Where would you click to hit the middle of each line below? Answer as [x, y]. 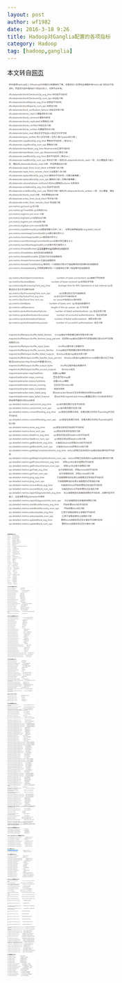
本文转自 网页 [25, 72]
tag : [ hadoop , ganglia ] [40, 51]
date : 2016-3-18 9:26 [38, 29]
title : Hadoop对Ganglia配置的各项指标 [59, 37]
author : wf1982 [29, 22]
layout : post [26, 15]
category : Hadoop [32, 44]
